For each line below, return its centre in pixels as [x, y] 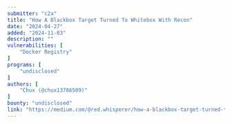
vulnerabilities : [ [35, 45]
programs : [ [24, 65]
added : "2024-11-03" [37, 33]
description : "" [30, 39]
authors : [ [23, 84]
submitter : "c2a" [32, 13]
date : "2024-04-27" [35, 26]
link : [15, 110]
